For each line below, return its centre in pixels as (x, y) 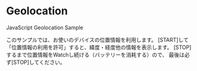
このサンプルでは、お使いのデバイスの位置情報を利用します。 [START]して (97, 39)
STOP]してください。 (39, 62)
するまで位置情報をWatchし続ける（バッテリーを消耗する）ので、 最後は (96, 54)
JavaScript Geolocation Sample (45, 27)
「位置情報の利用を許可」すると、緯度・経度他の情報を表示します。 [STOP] (99, 47)
